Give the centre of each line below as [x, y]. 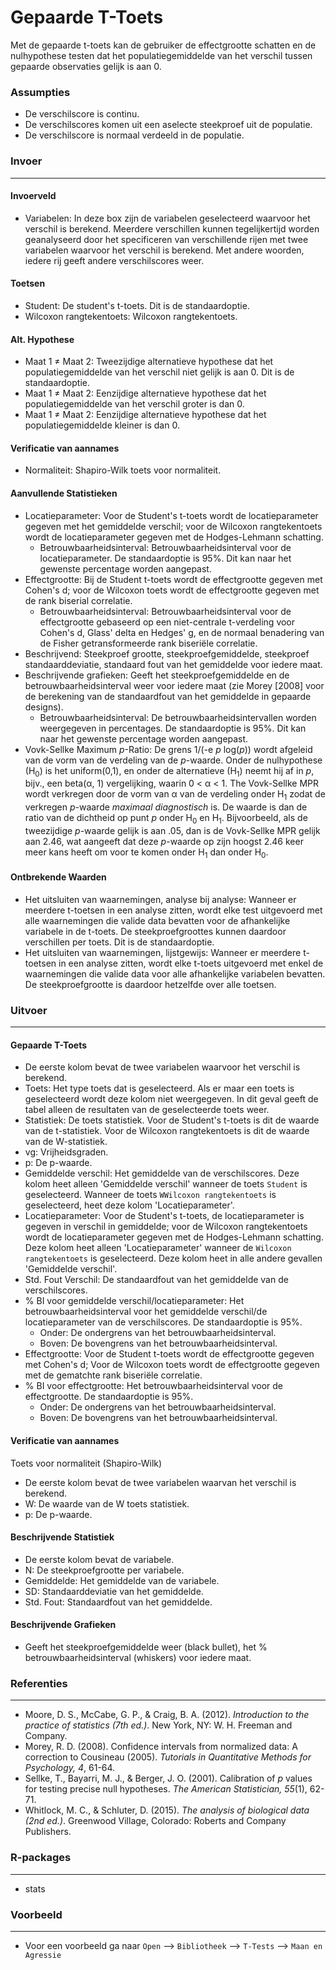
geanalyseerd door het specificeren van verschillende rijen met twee [166, 239]
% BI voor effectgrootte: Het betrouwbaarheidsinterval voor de [154, 1386]
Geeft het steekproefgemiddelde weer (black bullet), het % [146, 1647]
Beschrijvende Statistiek [62, 1537]
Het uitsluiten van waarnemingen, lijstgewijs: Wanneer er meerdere [163, 952]
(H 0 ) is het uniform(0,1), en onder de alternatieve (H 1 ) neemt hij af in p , [169, 771]
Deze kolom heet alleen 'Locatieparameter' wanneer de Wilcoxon [158, 1248]
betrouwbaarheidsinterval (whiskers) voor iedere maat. [138, 1658]
